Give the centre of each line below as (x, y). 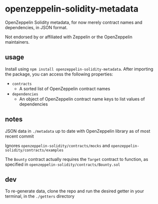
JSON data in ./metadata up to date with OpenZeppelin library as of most (78, 131)
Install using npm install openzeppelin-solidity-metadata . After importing (79, 69)
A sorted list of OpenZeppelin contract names (65, 89)
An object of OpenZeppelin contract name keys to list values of (82, 99)
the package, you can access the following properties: (59, 74)
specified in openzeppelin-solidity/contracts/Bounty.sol (63, 164)
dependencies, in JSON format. (36, 27)
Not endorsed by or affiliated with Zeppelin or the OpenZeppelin (69, 37)
